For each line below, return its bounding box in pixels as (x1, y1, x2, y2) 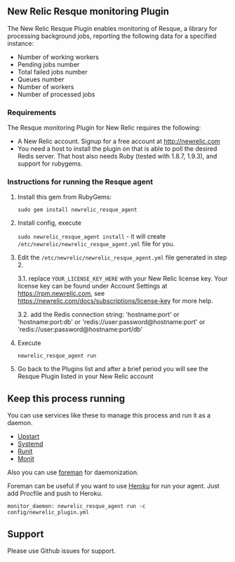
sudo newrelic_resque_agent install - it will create (17, 232, 166, 241)
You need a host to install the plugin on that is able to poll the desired (17, 145, 217, 153)
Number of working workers (17, 53, 100, 61)
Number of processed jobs (17, 90, 95, 98)
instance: (7, 39, 34, 48)
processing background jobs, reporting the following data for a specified (7, 32, 217, 40)
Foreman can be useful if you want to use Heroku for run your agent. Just (7, 482, 220, 490)
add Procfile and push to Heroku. (7, 489, 103, 497)
